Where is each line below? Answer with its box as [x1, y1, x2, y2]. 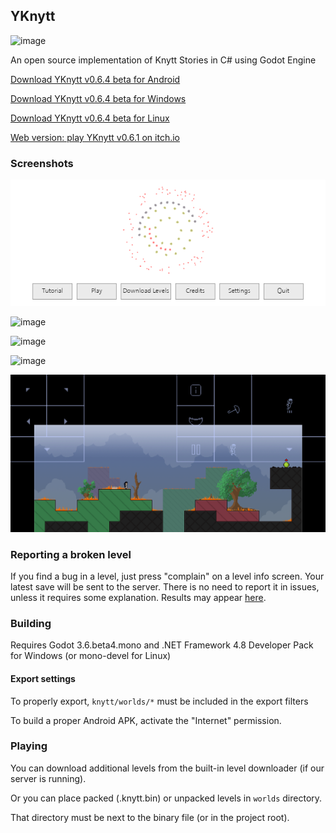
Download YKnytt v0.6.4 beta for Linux [10, 112, 170, 124]
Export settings [10, 672, 76, 684]
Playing [10, 739, 48, 753]
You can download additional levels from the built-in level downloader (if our [10, 762, 325, 774]
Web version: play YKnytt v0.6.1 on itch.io [10, 131, 180, 143]
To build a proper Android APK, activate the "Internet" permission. [10, 714, 282, 726]
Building [10, 616, 52, 630]
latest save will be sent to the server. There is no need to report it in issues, [10, 581, 320, 593]
